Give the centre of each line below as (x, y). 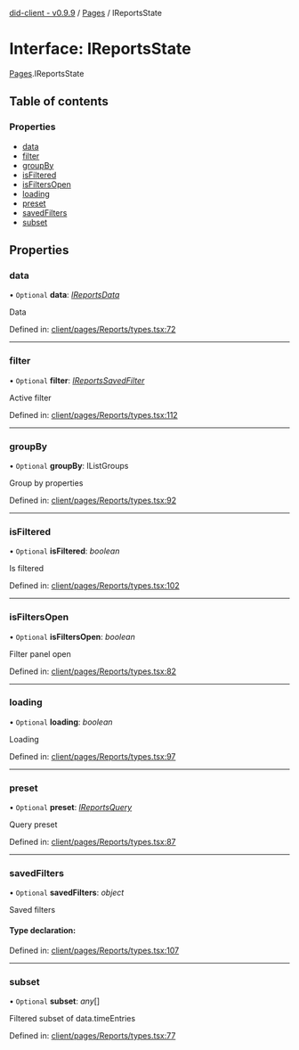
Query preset (33, 824)
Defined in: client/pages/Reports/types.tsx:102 (94, 586)
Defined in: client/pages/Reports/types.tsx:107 (94, 950)
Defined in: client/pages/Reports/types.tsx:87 (93, 842)
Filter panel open (40, 653)
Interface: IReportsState (100, 49)
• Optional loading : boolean (61, 722)
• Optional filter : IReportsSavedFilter (77, 380)
